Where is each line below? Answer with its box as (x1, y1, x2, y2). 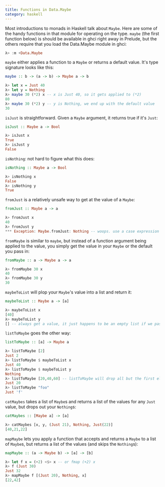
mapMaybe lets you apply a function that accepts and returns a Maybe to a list (5, 436, 156, 442)
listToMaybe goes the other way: (5, 330, 71, 336)
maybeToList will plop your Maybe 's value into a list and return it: (5, 289, 132, 295)
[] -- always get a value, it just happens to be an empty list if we (5, 321, 153, 326)
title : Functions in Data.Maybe (5, 7, 71, 12)
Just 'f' (5, 390, 23, 395)
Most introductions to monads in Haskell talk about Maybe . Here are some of (5, 25, 158, 31)
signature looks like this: (5, 64, 54, 70)
